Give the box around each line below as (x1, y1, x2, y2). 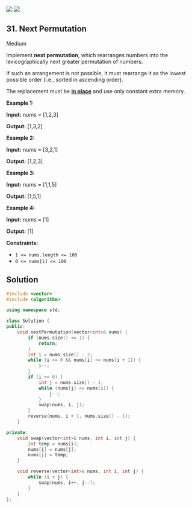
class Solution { (6, 318, 50, 324)
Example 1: (6, 99, 34, 107)
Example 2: (6, 134, 35, 141)
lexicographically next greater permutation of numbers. (6, 58, 143, 65)
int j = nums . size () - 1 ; (38, 379, 104, 385)
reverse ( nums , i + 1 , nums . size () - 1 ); (28, 413, 131, 420)
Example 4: (6, 204, 35, 211)
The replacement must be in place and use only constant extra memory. (6, 87, 185, 94)
